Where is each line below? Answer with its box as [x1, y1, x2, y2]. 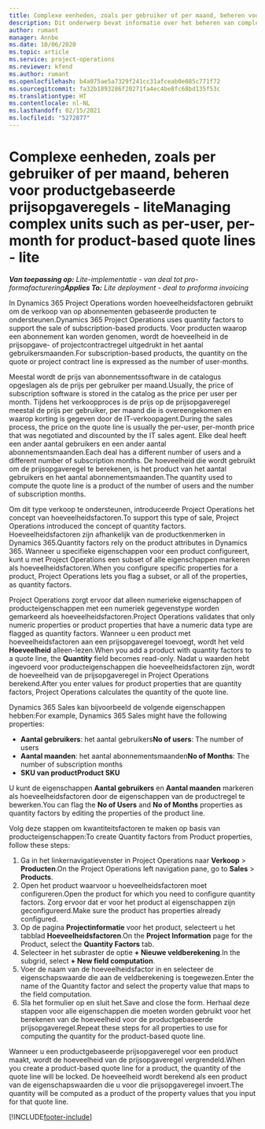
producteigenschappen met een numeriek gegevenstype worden [9, 603, 219, 613]
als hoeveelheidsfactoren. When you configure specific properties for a [9, 563, 238, 572]
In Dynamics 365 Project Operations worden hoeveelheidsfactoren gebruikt [9, 298, 254, 307]
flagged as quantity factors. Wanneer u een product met [9, 628, 191, 638]
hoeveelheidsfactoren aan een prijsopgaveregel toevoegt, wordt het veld [9, 637, 245, 646]
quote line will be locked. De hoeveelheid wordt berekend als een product [9, 1071, 248, 1081]
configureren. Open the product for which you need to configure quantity [20, 889, 256, 898]
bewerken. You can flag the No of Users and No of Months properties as [9, 800, 243, 809]
